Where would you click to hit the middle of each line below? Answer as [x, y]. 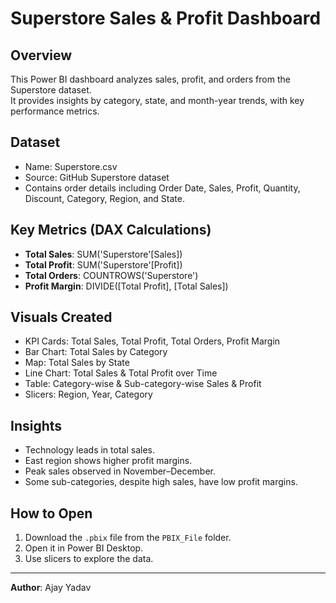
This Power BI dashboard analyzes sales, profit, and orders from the [150, 79]
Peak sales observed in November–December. [120, 471]
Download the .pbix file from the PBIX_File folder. [128, 538]
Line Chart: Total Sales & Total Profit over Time [121, 373]
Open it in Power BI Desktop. [84, 548]
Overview [41, 55]
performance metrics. [55, 111]
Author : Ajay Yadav [51, 588]
